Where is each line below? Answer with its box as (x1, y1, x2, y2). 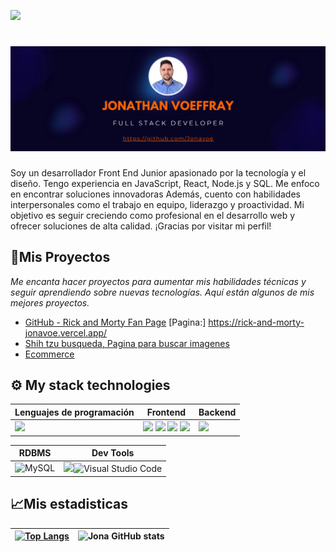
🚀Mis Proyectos (10, 249, 111, 266)
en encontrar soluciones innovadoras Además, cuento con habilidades (10, 188, 301, 200)
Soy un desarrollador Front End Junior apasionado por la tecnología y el (10, 166, 307, 179)
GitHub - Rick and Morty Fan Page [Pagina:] (24, 316, 207, 328)
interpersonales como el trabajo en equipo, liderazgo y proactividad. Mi (10, 198, 305, 210)
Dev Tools (91, 447, 135, 459)
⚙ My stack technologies (10, 376, 171, 394)
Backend (198, 406, 237, 418)
